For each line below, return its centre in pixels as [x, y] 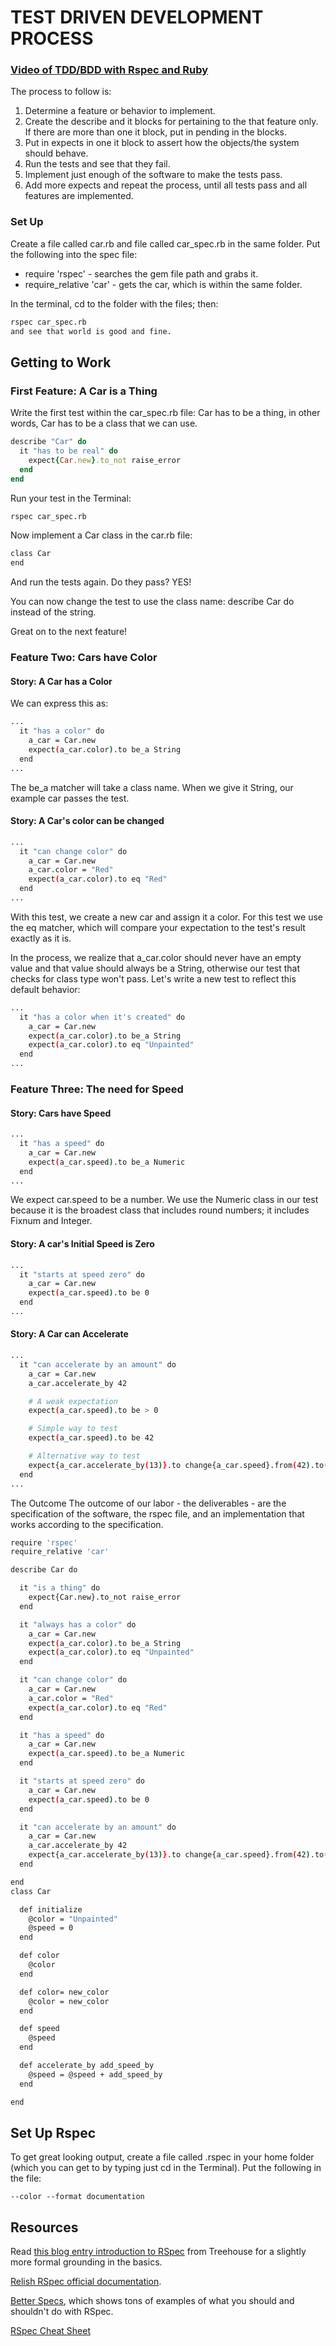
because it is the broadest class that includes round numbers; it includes [160, 1210]
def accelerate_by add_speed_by [87, 2066]
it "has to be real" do [68, 451]
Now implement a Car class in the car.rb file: [101, 535]
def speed [39, 2029]
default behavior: [45, 989]
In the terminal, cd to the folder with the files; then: [114, 303]
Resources [44, 2227]
